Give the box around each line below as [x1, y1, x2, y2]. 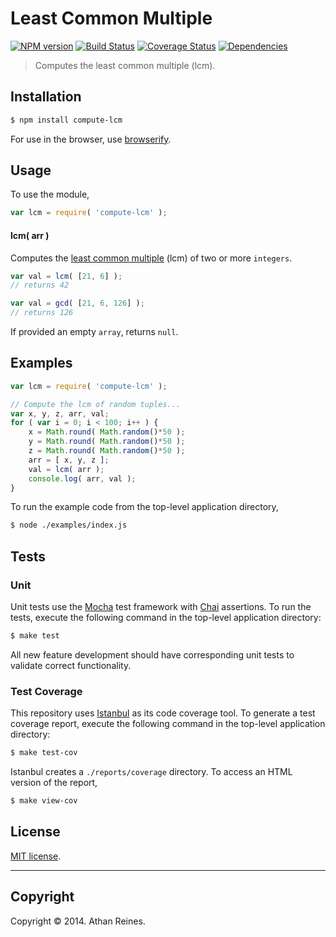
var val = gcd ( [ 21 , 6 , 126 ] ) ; [10, 298, 145, 309]
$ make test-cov [10, 748, 78, 758]
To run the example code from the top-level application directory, [10, 501, 279, 513]
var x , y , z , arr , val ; [10, 408, 110, 419]
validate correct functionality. [10, 659, 132, 671]
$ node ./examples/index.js [10, 520, 128, 531]
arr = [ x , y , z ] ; [28, 455, 110, 465]
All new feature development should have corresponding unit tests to [10, 648, 295, 661]
